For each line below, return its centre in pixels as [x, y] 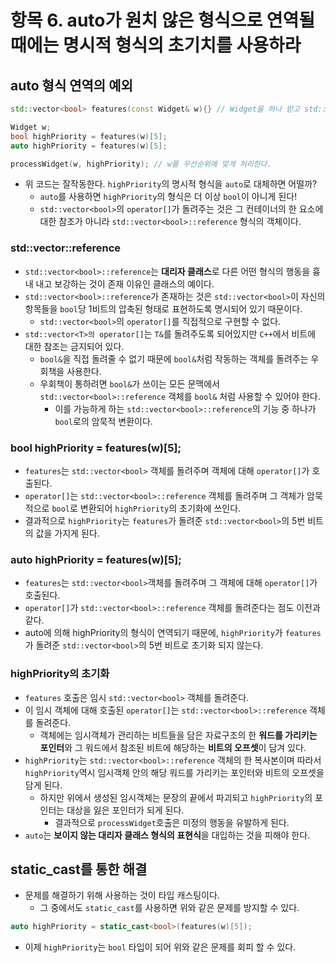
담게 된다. [43, 785]
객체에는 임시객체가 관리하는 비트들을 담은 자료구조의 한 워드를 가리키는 [178, 735]
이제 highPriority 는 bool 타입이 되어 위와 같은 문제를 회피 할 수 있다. [160, 947]
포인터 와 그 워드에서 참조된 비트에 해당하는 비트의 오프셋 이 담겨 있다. [173, 747]
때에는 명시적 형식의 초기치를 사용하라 [156, 45]
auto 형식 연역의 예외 [71, 85]
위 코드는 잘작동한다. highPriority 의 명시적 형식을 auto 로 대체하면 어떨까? [171, 184]
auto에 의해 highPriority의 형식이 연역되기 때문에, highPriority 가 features [173, 633]
